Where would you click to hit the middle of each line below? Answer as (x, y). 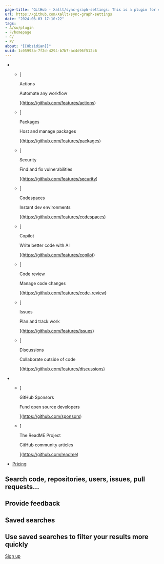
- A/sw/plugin (20, 28)
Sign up (13, 556)
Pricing (19, 463)
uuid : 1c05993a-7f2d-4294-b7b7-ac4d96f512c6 (51, 51)
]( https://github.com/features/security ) (58, 179)
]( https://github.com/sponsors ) (51, 416)
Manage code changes (42, 283)
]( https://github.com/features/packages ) (60, 141)
